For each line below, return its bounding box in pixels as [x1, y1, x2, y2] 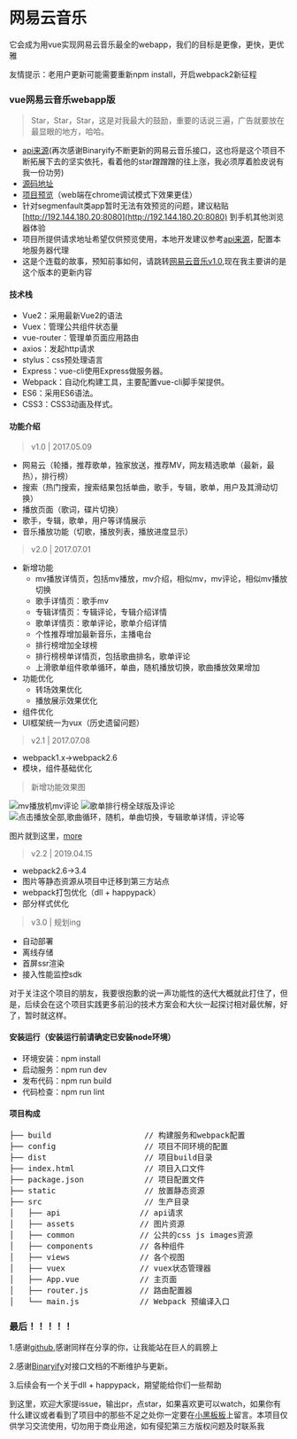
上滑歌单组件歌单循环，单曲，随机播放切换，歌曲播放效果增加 [34, 661, 261, 672]
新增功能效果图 [30, 781, 86, 792]
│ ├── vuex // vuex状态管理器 [9, 1263, 212, 1273]
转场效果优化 [34, 684, 82, 694]
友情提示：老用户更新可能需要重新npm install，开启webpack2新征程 [9, 68, 258, 80]
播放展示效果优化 [34, 695, 98, 706]
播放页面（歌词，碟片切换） [21, 504, 124, 514]
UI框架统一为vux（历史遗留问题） [21, 717, 144, 728]
